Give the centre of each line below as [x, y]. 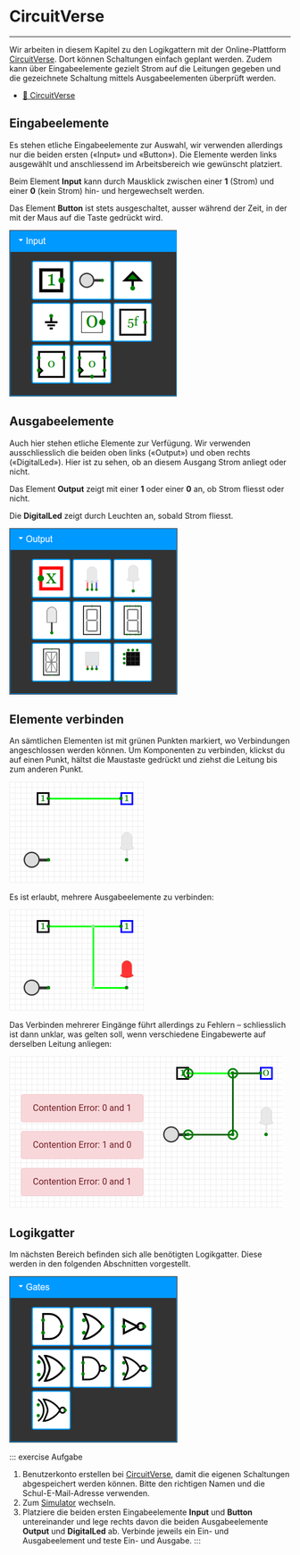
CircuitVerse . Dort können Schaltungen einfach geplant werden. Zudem [141, 59]
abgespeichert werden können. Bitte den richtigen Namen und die [143, 1484]
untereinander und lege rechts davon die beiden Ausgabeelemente [145, 1522]
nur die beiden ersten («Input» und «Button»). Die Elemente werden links [143, 155]
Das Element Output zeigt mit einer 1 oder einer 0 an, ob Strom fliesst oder [147, 489]
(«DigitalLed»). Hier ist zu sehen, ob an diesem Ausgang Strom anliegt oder [148, 462]
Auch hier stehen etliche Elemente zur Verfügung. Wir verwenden [130, 443]
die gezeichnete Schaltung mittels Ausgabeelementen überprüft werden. [143, 78]
